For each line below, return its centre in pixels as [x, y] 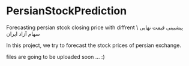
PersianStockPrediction [67, 11]
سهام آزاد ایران [23, 33]
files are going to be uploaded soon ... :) [55, 56]
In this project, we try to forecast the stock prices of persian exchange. [94, 45]
